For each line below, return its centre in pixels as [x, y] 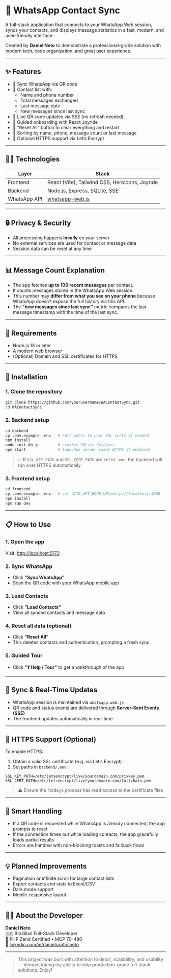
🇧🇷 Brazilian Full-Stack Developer [41, 933]
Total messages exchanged [49, 100]
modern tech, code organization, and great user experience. [68, 51]
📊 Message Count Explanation [55, 270]
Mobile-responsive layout [39, 895]
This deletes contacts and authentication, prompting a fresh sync [81, 642]
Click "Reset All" [31, 637]
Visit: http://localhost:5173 [33, 553]
